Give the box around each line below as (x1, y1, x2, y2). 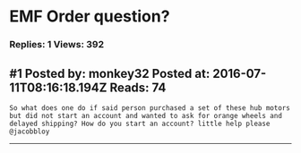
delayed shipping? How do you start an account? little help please (9, 119, 271, 128)
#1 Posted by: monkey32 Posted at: (9, 65, 211, 81)
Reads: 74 (109, 80, 167, 95)
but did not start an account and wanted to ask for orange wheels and (9, 111, 282, 120)
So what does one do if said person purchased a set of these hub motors (9, 103, 291, 113)
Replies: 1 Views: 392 (9, 38, 105, 51)
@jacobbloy (9, 127, 50, 136)
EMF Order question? (9, 6, 170, 27)
